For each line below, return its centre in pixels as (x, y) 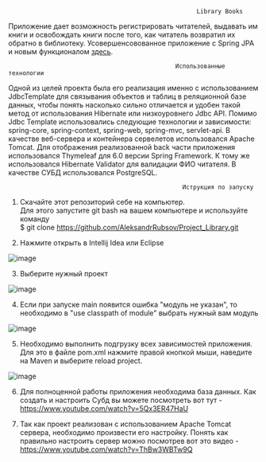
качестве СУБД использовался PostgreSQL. (83, 172)
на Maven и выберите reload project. (81, 361)
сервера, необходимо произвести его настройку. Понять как (124, 433)
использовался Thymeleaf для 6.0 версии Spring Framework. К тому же (129, 156)
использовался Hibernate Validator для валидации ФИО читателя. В (122, 164)
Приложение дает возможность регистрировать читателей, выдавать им (133, 26)
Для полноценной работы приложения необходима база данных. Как (138, 392)
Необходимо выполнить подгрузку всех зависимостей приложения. (136, 344)
